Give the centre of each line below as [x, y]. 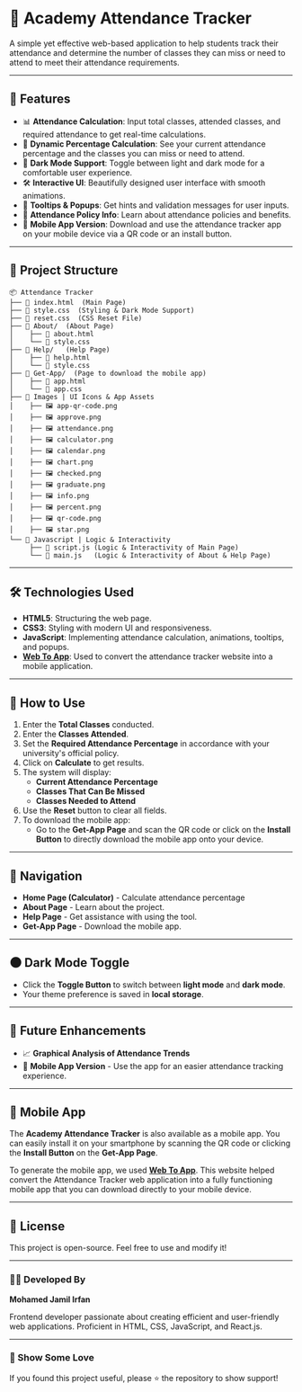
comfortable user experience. [77, 172]
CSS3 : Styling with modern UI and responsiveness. [117, 628]
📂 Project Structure [64, 270]
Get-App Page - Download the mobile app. [102, 926]
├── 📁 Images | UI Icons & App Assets [82, 397]
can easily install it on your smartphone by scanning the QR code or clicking [150, 1143]
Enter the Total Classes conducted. [88, 725]
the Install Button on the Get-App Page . [84, 1153]
